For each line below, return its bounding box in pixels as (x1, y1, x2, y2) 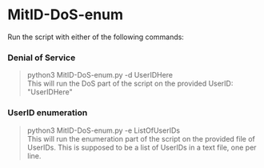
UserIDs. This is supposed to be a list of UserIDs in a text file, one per (26, 142, 257, 152)
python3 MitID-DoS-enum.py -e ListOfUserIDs (26, 126, 181, 135)
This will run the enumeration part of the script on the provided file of (26, 134, 255, 143)
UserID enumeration (7, 107, 88, 118)
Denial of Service (7, 52, 76, 63)
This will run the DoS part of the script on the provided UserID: (26, 78, 234, 89)
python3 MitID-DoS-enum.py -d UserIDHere (26, 70, 174, 80)
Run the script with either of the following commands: (7, 32, 185, 42)
